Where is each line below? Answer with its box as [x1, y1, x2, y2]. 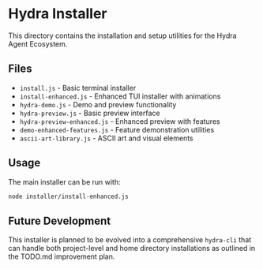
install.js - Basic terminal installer [19, 83, 137, 92]
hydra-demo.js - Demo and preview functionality [19, 99, 177, 109]
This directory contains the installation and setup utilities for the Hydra [8, 31, 237, 40]
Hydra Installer [8, 5, 107, 23]
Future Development [8, 214, 111, 227]
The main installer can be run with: [8, 177, 121, 186]
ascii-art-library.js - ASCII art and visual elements [19, 133, 193, 143]
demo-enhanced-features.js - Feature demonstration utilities [19, 125, 215, 134]
